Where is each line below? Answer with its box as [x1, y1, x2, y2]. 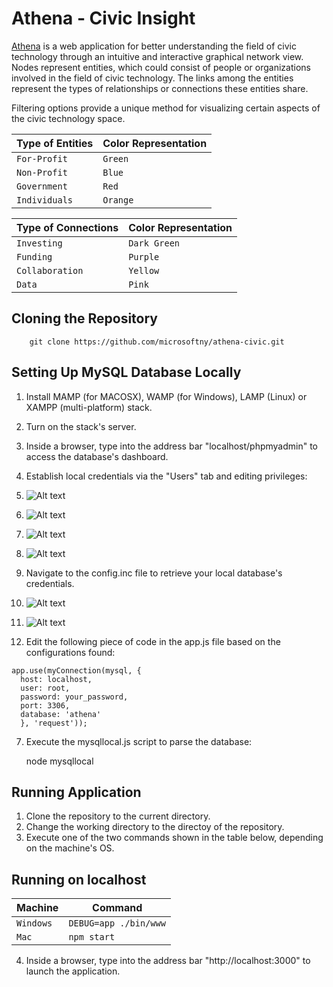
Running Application [11, 783, 142, 801]
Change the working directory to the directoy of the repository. [25, 821, 285, 833]
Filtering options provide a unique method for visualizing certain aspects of [11, 102, 321, 114]
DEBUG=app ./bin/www [68, 918, 166, 929]
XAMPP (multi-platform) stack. [25, 401, 153, 413]
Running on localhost [11, 871, 147, 888]
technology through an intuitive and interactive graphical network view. [11, 50, 304, 62]
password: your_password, [20, 692, 129, 702]
